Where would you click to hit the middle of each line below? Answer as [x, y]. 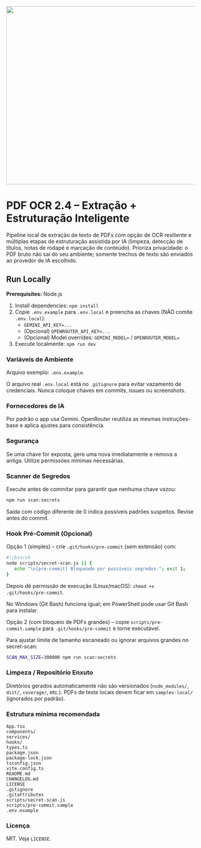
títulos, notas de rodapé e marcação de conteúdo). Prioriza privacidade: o [97, 247]
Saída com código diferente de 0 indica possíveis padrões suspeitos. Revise [100, 511]
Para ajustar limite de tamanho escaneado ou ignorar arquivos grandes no [98, 640]
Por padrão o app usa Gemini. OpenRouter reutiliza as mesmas [83, 419]
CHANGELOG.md [22, 779]
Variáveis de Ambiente [40, 359]
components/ [21, 732]
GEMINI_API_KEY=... [48, 325]
